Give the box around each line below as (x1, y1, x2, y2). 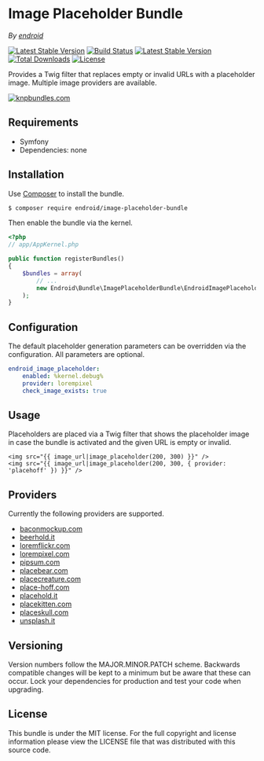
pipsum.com (19, 557, 60, 567)
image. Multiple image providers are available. (8, 78, 157, 87)
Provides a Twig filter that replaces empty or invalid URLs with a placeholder (8, 69, 255, 79)
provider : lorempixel (22, 379, 93, 388)
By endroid (8, 31, 44, 40)
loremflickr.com (19, 541, 71, 550)
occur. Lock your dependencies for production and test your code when (8, 677, 241, 686)
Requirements (8, 116, 79, 130)
